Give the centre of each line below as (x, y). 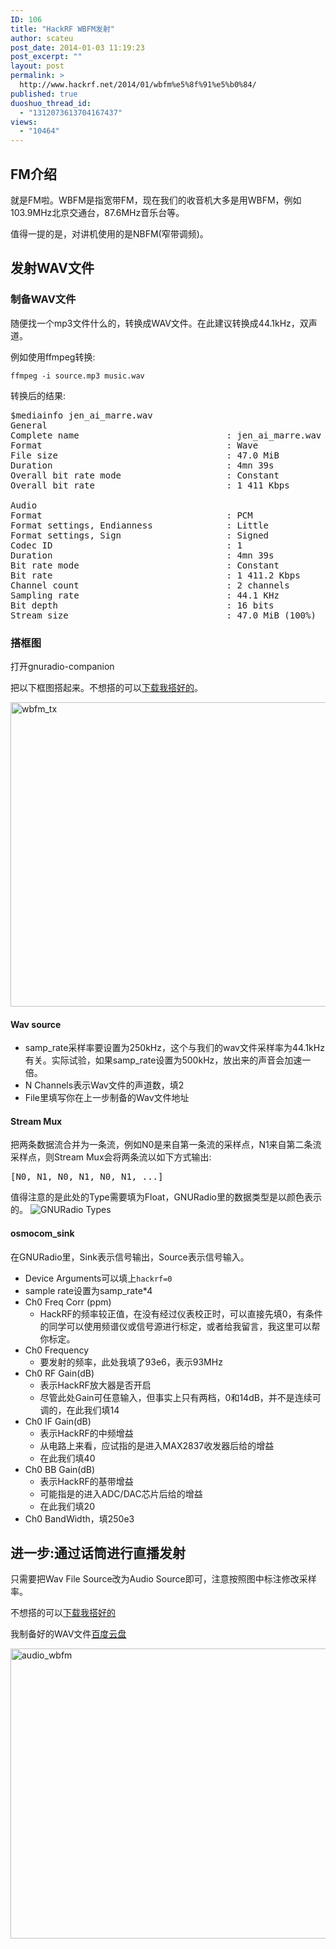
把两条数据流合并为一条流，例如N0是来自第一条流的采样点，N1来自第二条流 (166, 1145)
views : (24, 122)
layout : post (37, 66)
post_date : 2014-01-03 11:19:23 (77, 47)
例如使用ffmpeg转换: (53, 357)
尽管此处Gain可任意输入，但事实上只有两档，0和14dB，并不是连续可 (180, 1397)
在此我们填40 (67, 1458)
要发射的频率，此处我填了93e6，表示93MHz (131, 1362)
